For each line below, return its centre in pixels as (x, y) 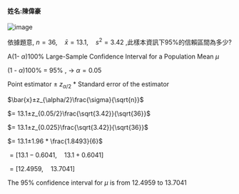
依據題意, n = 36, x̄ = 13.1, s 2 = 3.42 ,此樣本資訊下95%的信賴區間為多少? (119, 41)
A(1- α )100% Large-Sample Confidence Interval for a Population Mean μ (113, 56)
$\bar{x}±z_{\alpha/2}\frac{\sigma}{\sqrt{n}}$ (76, 99)
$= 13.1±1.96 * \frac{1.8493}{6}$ (55, 141)
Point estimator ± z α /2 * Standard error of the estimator (88, 85)
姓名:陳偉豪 (24, 11)
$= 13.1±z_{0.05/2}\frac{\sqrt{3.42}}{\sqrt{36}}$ (79, 113)
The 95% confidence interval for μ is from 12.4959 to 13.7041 (97, 183)
